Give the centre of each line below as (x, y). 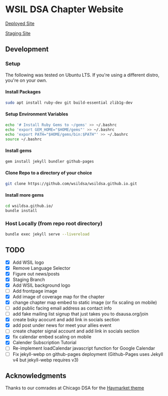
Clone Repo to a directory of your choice (49, 173)
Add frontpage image (35, 291)
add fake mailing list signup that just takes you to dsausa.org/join (80, 314)
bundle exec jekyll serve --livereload (47, 234)
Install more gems (25, 195)
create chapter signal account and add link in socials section (76, 331)
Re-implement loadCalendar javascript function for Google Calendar (84, 348)
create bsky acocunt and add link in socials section (66, 320)
